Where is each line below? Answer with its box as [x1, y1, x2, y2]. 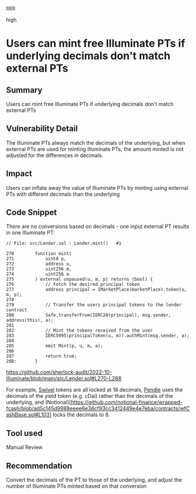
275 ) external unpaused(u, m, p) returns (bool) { [6, 277, 153, 282]
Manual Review [6, 444, 43, 451]
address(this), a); [6, 318, 54, 323]
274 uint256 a [6, 271, 69, 277]
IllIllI [6, 5, 16, 12]
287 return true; [6, 353, 77, 359]
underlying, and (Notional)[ [6, 398, 71, 406]
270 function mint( [6, 251, 72, 257]
